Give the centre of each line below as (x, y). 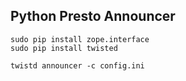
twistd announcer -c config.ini (77, 65)
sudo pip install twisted (64, 48)
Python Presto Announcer (93, 16)
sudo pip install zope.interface (80, 39)
